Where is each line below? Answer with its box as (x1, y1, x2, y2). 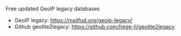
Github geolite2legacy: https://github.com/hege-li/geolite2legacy (14, 23, 175, 30)
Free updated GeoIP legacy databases (5, 5, 100, 12)
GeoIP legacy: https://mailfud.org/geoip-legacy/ (14, 17, 132, 23)
